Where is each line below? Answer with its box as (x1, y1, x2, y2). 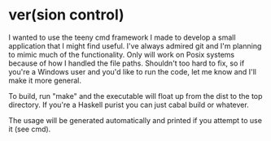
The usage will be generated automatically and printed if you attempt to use (8, 115, 263, 125)
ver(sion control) (8, 6, 125, 24)
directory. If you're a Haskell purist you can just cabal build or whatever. (8, 100, 250, 109)
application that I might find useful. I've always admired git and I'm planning (8, 41, 262, 50)
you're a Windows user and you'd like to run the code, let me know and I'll (8, 66, 256, 76)
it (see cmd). (8, 124, 51, 134)
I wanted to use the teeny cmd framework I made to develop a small (8, 32, 236, 42)
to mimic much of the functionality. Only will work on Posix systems (8, 49, 234, 59)
